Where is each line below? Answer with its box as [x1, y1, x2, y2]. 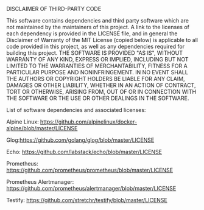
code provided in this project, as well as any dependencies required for [6, 43, 185, 50]
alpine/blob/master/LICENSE [6, 125, 78, 131]
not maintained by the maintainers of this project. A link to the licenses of [6, 24, 190, 30]
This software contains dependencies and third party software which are [6, 17, 189, 24]
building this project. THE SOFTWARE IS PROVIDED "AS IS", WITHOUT [6, 49, 183, 57]
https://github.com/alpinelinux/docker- [40, 118, 138, 125]
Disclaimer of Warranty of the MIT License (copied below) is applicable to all [6, 37, 198, 43]
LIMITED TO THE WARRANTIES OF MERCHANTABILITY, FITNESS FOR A [6, 62, 188, 69]
